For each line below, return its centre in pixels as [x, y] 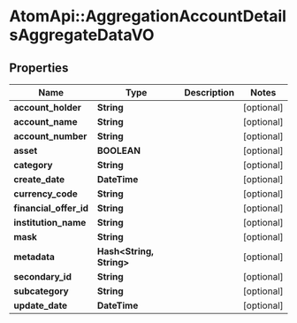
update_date [41, 305]
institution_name [50, 223]
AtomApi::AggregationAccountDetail [148, 16]
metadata [34, 257]
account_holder [48, 108]
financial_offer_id [51, 208]
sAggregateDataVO [82, 35]
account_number [50, 136]
